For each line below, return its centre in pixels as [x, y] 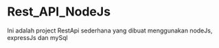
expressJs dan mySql [37, 37]
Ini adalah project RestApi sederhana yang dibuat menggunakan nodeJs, [110, 30]
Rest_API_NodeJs [59, 12]
